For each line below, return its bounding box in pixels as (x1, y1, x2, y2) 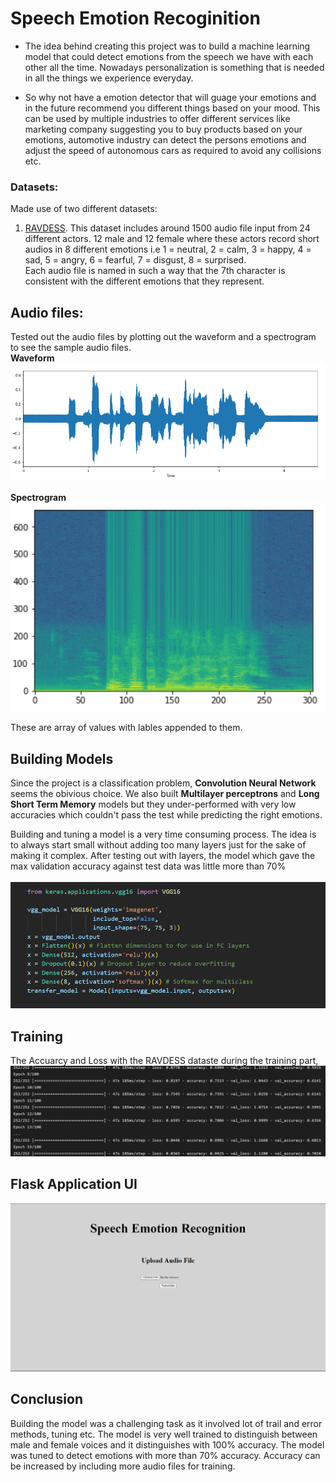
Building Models (10, 750, 114, 767)
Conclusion (10, 1391, 84, 1408)
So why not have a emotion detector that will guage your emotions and (24, 91, 317, 103)
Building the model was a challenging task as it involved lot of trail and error (10, 1417, 323, 1429)
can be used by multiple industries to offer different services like (24, 112, 291, 124)
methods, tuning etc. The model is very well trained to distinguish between (10, 1428, 318, 1440)
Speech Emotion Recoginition (10, 7, 261, 30)
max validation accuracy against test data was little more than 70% (10, 860, 287, 872)
